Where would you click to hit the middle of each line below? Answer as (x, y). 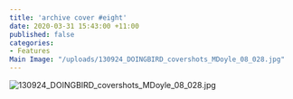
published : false (42, 34)
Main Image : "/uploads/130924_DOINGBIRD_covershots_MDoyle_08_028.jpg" (147, 59)
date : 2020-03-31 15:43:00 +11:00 (75, 26)
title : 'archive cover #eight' (68, 18)
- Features (30, 51)
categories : (32, 43)
